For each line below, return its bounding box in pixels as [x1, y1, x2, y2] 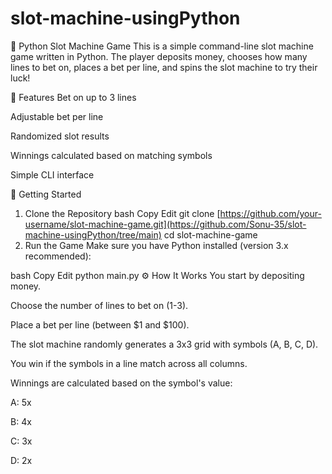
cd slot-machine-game [163, 228, 258, 241]
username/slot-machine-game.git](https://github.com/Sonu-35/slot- [24, 218, 307, 230]
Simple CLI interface [10, 168, 95, 181]
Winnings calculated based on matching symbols [10, 149, 213, 161]
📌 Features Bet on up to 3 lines [10, 91, 137, 103]
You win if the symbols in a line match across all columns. [10, 357, 248, 369]
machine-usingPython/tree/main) [24, 228, 162, 241]
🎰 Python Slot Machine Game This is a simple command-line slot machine [10, 40, 314, 52]
